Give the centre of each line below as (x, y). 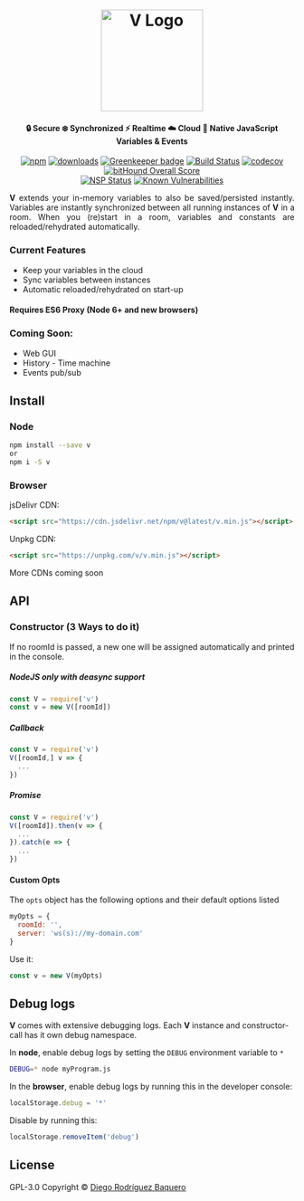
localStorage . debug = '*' (58, 1103)
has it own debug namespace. (81, 1035)
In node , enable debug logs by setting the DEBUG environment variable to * (147, 1053)
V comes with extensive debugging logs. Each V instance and (125, 1025)
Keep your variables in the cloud (82, 270)
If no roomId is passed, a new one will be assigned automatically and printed (152, 646)
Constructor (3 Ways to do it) (75, 627)
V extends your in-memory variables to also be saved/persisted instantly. (152, 198)
